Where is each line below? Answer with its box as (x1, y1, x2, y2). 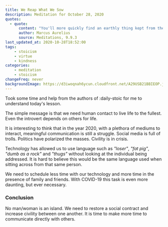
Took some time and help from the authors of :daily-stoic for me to (5, 95, 142, 101)
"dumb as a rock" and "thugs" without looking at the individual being (5, 151, 147, 157)
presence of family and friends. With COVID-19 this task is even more (5, 176, 148, 182)
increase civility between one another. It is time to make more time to (5, 211, 147, 217)
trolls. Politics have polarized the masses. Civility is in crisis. (5, 136, 128, 142)
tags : (5, 44, 16, 49)
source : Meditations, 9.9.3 (18, 35, 77, 40)
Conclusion (5, 194, 34, 201)
